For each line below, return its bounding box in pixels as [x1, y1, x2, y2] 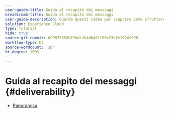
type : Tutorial [5, 26, 37, 31]
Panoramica [12, 102, 38, 108]
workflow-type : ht [5, 40, 44, 45]
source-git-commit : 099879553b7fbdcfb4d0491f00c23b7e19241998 [5, 36, 138, 41]
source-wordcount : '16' [5, 45, 55, 50]
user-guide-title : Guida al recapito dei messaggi [5, 7, 114, 13]
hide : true [5, 31, 28, 36]
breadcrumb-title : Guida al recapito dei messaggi [5, 12, 114, 17]
